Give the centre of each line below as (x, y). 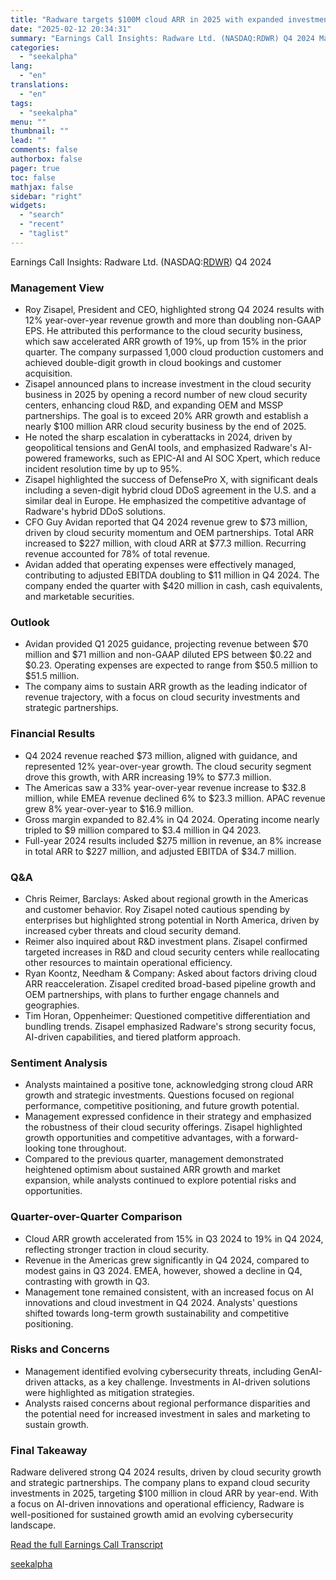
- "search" (42, 215)
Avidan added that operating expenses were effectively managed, (160, 565)
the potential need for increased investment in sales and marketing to (167, 1413)
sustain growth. (57, 1424)
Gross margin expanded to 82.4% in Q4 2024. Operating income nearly (172, 819)
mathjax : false (42, 187)
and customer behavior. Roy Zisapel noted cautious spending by (157, 909)
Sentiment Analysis (59, 1063)
